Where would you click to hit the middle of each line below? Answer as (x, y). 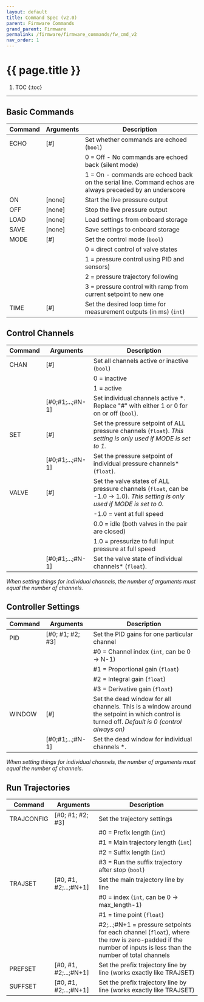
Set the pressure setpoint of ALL (139, 423)
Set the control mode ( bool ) (124, 239)
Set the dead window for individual (143, 739)
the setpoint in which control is (137, 714)
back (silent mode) (112, 164)
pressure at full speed (124, 549)
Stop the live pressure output (126, 210)
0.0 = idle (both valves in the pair (140, 523)
